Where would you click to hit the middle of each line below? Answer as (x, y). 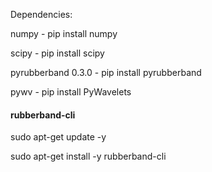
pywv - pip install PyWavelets (71, 92)
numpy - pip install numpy (64, 33)
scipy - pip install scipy (57, 53)
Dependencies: (41, 14)
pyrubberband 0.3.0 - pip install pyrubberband (106, 72)
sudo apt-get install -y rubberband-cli (88, 156)
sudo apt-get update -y (58, 137)
